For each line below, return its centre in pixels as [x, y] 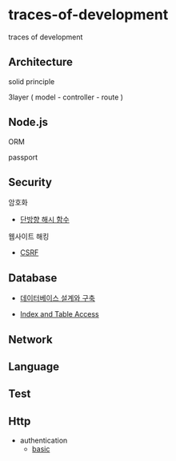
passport [23, 157]
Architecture [41, 62]
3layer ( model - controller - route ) [66, 97]
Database [33, 278]
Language [34, 366]
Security [30, 182]
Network [31, 340]
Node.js [28, 122]
